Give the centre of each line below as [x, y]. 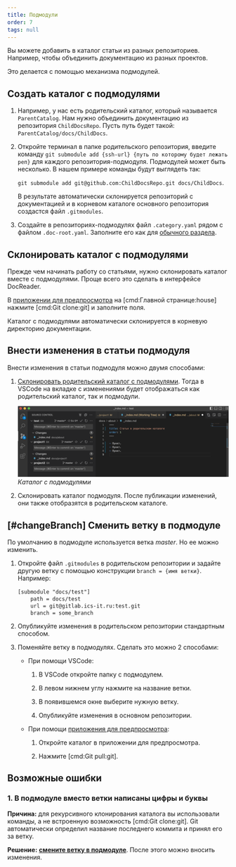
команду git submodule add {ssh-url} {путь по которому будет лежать [123, 154]
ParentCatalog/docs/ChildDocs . [63, 133]
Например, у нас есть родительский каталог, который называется [117, 111]
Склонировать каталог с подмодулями [98, 254]
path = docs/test [55, 599]
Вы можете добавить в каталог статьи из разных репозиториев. [104, 51]
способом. [34, 634]
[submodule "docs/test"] [54, 592]
